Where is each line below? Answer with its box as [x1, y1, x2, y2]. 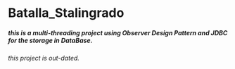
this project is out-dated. [8, 54, 80, 63]
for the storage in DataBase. [8, 36, 94, 44]
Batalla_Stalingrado [8, 5, 125, 21]
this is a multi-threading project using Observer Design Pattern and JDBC [8, 28, 228, 37]
